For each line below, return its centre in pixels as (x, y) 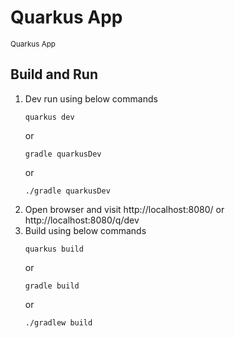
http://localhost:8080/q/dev (82, 220)
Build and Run (54, 74)
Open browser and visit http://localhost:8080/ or (124, 209)
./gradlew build (58, 322)
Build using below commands (85, 230)
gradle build (52, 286)
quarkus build (54, 249)
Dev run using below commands (91, 98)
